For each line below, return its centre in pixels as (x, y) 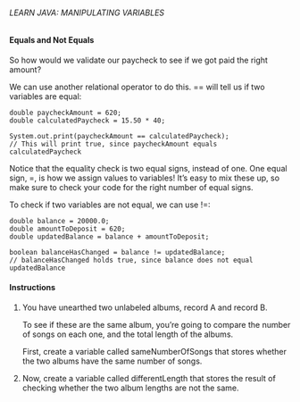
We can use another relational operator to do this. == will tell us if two (137, 87)
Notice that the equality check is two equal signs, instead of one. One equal (148, 168)
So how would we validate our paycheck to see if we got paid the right (138, 60)
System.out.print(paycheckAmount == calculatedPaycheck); (119, 136)
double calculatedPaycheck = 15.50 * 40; (87, 121)
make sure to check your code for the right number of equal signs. (131, 187)
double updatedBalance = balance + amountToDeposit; (109, 237)
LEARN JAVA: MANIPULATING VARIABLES (87, 13)
